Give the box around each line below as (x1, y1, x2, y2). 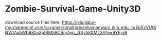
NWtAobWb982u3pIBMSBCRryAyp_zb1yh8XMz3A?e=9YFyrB (5, 29, 127, 35)
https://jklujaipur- (62, 19, 96, 25)
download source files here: (5, 19, 61, 25)
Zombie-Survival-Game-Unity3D (5, 3, 141, 14)
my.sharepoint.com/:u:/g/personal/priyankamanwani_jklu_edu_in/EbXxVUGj (5, 24, 157, 30)
